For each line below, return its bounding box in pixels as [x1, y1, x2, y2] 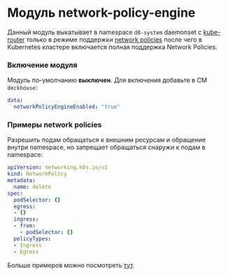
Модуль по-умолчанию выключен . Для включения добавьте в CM [7, 76, 208, 84]
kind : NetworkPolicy [7, 171, 68, 178]
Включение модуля [7, 60, 78, 70]
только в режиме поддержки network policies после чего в [26, 35, 203, 43]
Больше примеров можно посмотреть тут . [7, 261, 135, 269]
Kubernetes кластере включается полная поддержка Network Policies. [7, 43, 218, 51]
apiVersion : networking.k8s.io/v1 [7, 164, 108, 171]
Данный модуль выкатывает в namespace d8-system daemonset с [7, 28, 202, 36]
